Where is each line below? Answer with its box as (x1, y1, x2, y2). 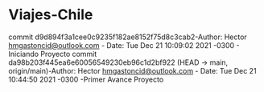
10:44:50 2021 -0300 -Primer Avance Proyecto (8, 74, 164, 84)
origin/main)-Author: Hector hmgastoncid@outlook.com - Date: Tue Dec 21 (8, 66, 257, 75)
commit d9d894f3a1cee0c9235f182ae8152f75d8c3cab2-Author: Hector (8, 32, 247, 42)
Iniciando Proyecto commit (8, 49, 97, 58)
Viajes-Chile (8, 6, 93, 24)
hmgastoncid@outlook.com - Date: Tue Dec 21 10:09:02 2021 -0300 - (8, 40, 240, 50)
